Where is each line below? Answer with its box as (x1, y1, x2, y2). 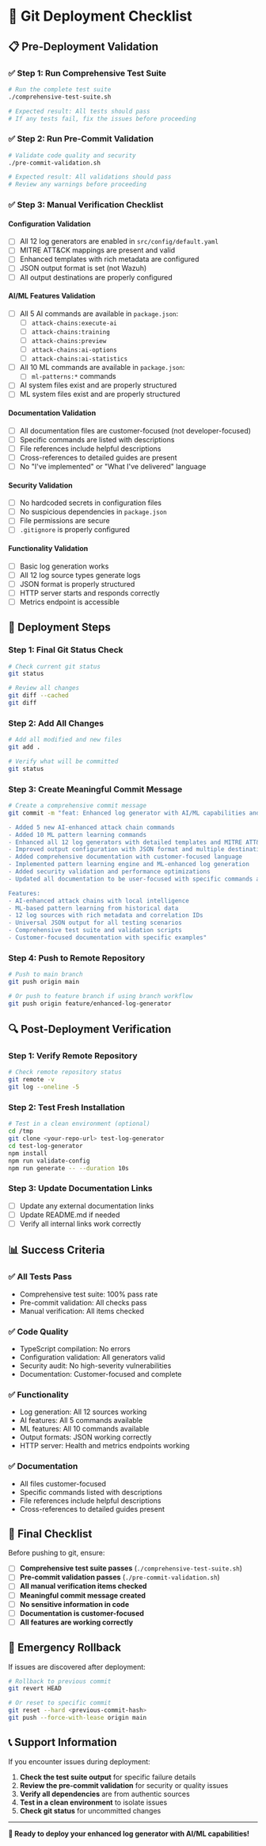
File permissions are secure (19, 516, 110, 526)
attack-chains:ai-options (31, 346, 117, 354)
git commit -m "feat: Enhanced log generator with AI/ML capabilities (8, 809, 246, 817)
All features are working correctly (19, 1617, 133, 1627)
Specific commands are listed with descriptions (19, 434, 175, 444)
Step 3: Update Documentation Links (8, 1183, 153, 1194)
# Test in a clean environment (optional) (8, 1120, 150, 1128)
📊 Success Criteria (8, 1243, 105, 1257)
